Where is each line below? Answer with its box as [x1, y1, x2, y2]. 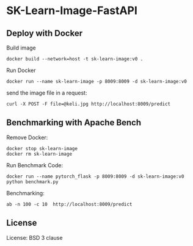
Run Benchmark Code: [6, 161, 63, 168]
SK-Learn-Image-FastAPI [6, 4, 137, 18]
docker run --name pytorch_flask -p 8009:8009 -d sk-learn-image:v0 [6, 173, 184, 179]
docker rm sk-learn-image [6, 151, 72, 157]
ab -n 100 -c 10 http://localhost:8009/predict [6, 201, 133, 208]
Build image [6, 44, 36, 51]
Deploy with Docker [6, 28, 83, 38]
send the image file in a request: [6, 89, 87, 96]
